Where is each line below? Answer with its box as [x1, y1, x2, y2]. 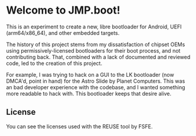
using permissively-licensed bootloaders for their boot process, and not [6, 47, 181, 54]
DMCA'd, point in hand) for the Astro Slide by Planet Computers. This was [6, 77, 185, 85]
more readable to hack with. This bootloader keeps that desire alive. [6, 90, 172, 97]
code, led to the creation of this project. [6, 60, 102, 67]
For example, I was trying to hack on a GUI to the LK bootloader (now [6, 71, 174, 78]
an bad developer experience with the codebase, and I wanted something [6, 83, 185, 90]
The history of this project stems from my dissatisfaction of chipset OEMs [6, 41, 185, 48]
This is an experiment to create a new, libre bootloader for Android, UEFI [6, 23, 182, 30]
